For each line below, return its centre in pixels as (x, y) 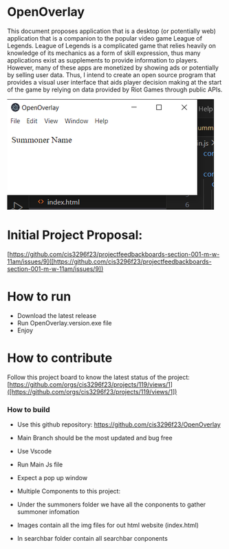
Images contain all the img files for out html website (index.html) (108, 525)
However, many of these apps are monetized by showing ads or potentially (113, 67)
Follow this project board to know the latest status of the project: (99, 377)
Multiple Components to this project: (69, 491)
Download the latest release (57, 315)
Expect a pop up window (52, 478)
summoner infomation (48, 512)
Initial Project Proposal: (75, 235)
